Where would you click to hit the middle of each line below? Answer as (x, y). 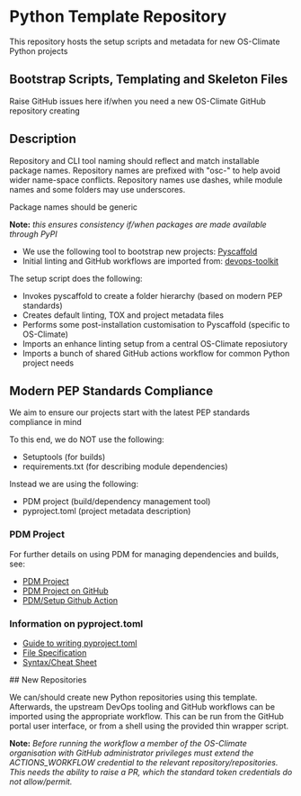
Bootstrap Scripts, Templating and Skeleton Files (149, 80)
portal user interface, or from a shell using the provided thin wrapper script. (149, 726)
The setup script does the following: (76, 278)
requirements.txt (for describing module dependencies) (125, 466)
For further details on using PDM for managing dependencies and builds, (144, 554)
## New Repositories (48, 679)
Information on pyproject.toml (76, 623)
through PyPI (33, 234)
